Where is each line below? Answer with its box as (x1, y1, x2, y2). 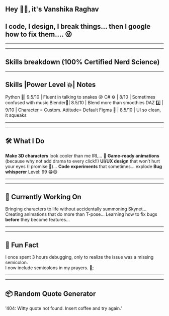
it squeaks (5, 112, 27, 118)
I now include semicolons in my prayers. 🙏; (5, 265, 94, 271)
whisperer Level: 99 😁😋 (5, 169, 58, 175)
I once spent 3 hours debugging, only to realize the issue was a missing (5, 254, 154, 260)
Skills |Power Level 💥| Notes (5, 81, 96, 89)
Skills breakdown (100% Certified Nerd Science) (5, 57, 160, 66)
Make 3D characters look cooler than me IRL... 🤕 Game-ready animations (5, 152, 159, 159)
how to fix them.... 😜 (5, 30, 72, 38)
